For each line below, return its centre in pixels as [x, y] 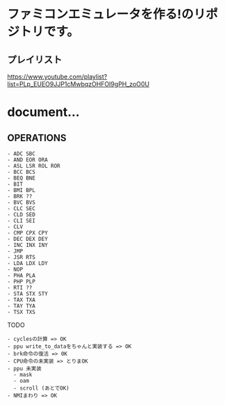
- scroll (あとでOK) [41, 388]
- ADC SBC [22, 154]
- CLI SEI [22, 221]
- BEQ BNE [22, 178]
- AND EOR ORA [28, 160]
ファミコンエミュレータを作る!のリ [107, 14]
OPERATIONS [37, 137]
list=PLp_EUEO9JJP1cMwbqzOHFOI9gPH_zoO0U [78, 84]
